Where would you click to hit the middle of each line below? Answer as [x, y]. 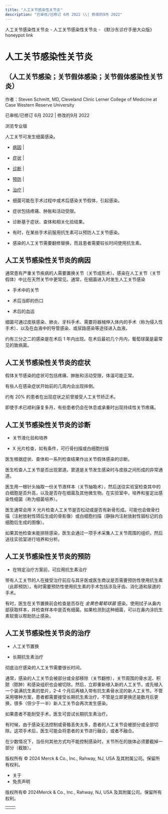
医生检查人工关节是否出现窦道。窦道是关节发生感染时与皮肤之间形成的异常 [82, 469]
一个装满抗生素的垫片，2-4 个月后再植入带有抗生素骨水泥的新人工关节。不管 [84, 691]
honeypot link [19, 35]
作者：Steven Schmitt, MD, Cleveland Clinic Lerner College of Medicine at [81, 99]
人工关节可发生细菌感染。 [31, 136]
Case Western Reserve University [40, 105]
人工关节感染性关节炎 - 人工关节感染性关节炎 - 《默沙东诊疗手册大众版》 [80, 29]
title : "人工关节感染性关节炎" [34, 10]
